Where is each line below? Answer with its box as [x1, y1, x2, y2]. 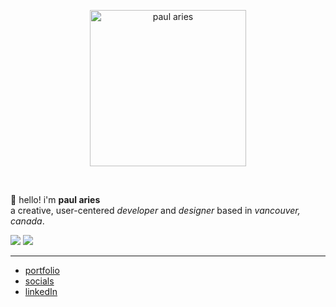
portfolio [24, 265, 60, 276]
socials [24, 275, 55, 287]
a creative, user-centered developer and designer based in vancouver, [10, 205, 301, 216]
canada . [10, 215, 45, 227]
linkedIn [24, 286, 58, 297]
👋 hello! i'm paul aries [10, 194, 101, 205]
